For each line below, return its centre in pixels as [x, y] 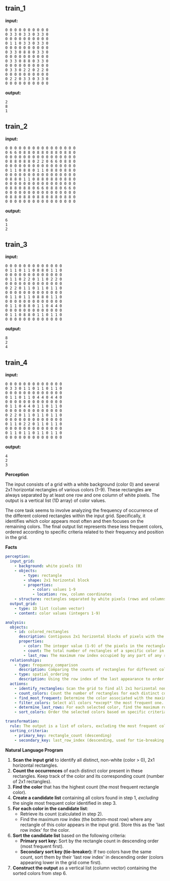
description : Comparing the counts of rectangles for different [88, 670]
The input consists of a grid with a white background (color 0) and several [82, 484]
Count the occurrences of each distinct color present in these [78, 770]
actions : [19, 684]
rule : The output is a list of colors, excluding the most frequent [83, 726]
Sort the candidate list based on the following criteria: [69, 835]
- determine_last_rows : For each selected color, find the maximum [87, 707]
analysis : [16, 622]
